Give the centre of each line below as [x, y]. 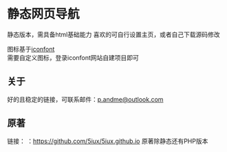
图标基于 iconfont [31, 49]
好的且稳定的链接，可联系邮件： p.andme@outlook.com [85, 99]
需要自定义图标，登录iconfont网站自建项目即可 [73, 57]
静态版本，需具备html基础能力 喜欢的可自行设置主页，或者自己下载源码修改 [113, 34]
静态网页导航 [44, 14]
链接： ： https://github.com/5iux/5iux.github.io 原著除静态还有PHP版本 [108, 141]
